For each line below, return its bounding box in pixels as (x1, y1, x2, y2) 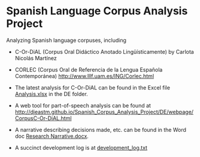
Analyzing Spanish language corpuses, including (6, 36, 127, 44)
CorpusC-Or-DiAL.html (14, 115, 72, 122)
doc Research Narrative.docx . (14, 133, 89, 140)
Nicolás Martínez (14, 54, 57, 61)
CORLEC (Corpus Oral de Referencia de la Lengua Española (14, 66, 163, 73)
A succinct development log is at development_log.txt (14, 144, 148, 151)
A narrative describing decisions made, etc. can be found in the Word (14, 126, 187, 133)
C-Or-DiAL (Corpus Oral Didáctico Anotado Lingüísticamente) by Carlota (14, 48, 195, 55)
